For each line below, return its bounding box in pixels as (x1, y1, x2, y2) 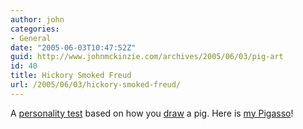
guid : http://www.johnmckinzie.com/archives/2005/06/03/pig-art (10, 52, 284, 62)
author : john (10, 14, 65, 25)
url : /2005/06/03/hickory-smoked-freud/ (10, 80, 182, 90)
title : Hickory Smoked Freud (10, 71, 132, 81)
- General (10, 33, 52, 43)
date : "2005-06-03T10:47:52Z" (10, 42, 137, 53)
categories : (10, 24, 60, 34)
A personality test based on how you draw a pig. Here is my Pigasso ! (10, 107, 294, 119)
